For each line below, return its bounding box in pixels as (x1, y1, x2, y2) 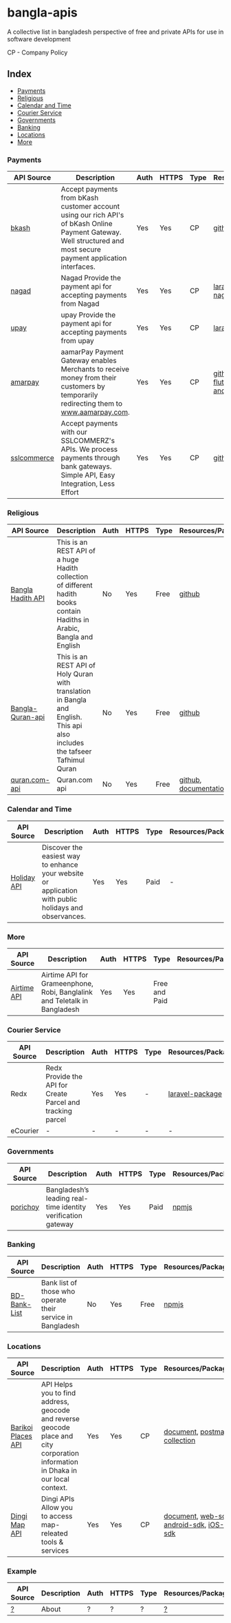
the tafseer (56, 747, 92, 756)
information (41, 1457, 79, 1467)
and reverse (41, 1414, 80, 1424)
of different (56, 581, 93, 590)
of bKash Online (60, 219, 113, 229)
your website (41, 868, 84, 878)
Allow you (41, 1503, 74, 1513)
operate (41, 1295, 67, 1305)
